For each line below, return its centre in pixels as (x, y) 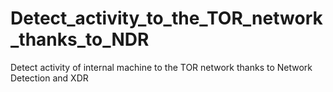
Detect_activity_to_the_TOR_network (166, 18)
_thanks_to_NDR (80, 39)
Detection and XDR (49, 78)
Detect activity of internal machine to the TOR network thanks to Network (161, 67)
